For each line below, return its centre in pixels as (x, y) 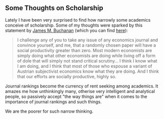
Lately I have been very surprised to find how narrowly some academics (78, 20)
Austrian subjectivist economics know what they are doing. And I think (88, 71)
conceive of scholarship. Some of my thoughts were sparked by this (74, 25)
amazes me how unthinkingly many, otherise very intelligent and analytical (80, 91)
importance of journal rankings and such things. (53, 102)
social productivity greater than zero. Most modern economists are (84, 50)
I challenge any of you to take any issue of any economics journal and (87, 40)
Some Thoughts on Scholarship (54, 8)
